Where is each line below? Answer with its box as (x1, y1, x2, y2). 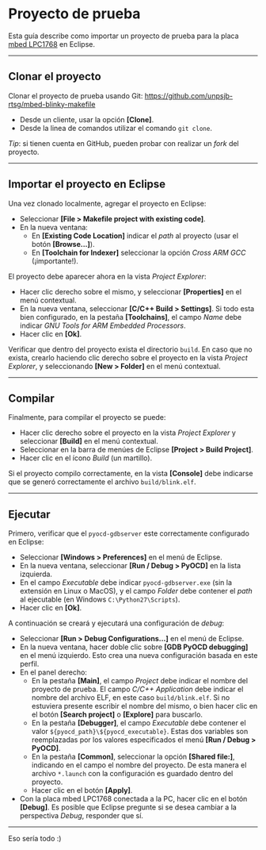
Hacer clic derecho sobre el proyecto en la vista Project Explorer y (19, 428, 236, 437)
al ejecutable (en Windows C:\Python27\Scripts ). (19, 594, 180, 604)
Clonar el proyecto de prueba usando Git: (8, 90, 143, 100)
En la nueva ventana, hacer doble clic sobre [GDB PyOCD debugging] (19, 642, 249, 652)
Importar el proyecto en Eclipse (8, 178, 166, 191)
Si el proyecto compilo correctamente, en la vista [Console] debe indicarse (8, 469, 253, 479)
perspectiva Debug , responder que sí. (19, 811, 144, 821)
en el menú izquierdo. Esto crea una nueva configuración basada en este (19, 651, 258, 660)
